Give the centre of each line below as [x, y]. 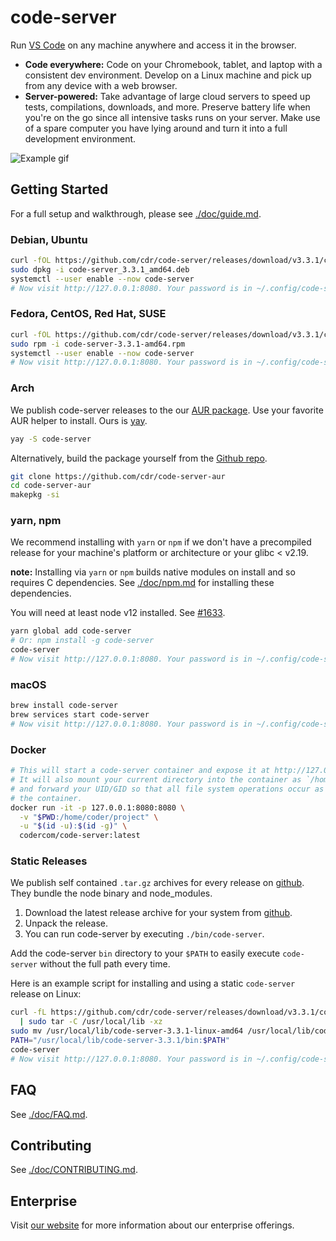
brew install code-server [64, 706]
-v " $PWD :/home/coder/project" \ [89, 817]
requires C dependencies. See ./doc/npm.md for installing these [142, 583]
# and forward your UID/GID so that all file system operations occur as [167, 789]
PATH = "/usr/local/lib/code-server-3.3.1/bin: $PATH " [120, 1041]
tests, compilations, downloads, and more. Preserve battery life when [167, 107]
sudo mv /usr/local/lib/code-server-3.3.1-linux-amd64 [127, 1031]
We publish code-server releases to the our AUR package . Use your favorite [167, 410]
